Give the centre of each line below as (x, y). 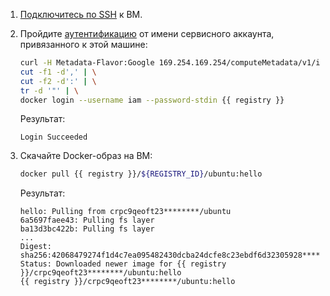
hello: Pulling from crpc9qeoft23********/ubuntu (125, 212)
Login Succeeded (53, 137)
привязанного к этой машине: (83, 44)
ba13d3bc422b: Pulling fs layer (87, 229)
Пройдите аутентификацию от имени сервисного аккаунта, (147, 33)
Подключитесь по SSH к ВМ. (81, 14)
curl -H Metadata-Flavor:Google (87, 63)
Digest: (35, 247)
